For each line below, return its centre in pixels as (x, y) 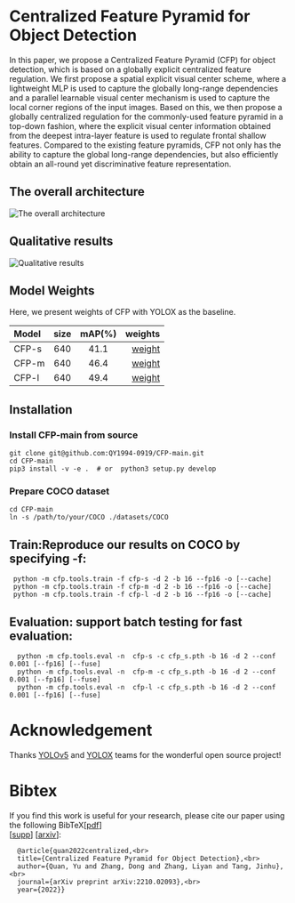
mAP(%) (98, 334)
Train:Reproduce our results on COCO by (125, 544)
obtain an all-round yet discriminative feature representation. (120, 164)
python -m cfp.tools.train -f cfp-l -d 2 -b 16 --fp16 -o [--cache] (143, 595)
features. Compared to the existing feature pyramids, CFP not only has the (145, 145)
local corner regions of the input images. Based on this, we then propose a (146, 107)
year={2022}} (41, 890)
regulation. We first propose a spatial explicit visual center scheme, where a (148, 78)
